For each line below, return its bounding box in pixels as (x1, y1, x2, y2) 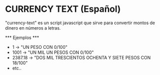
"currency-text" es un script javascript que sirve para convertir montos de (5, 20, 155, 26)
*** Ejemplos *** (5, 35, 39, 40)
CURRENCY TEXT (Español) (5, 3, 121, 15)
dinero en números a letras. (5, 25, 61, 31)
